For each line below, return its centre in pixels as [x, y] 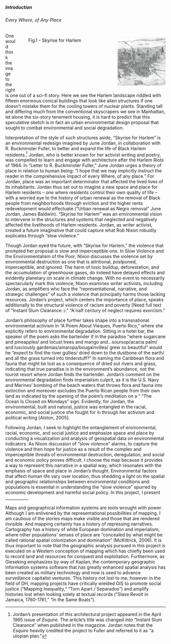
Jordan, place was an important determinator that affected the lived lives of [84, 182]
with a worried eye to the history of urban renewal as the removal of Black [83, 198]
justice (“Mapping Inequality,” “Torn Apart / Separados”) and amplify [77, 589]
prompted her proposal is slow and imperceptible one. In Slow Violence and [84, 251]
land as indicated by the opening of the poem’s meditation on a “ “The [78, 396]
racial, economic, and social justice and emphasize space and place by [80, 433]
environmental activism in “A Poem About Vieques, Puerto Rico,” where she [84, 326]
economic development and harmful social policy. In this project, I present [83, 493]
